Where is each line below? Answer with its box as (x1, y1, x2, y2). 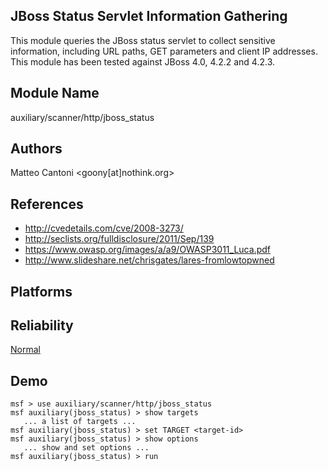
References (10, 195, 84, 213)
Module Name (10, 85, 100, 102)
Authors (10, 140, 63, 158)
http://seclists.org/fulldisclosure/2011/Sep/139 (24, 233, 215, 245)
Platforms (10, 283, 73, 300)
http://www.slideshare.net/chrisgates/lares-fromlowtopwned (24, 254, 275, 266)
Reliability (10, 317, 74, 334)
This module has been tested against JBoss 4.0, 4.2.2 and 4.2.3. (10, 55, 276, 68)
